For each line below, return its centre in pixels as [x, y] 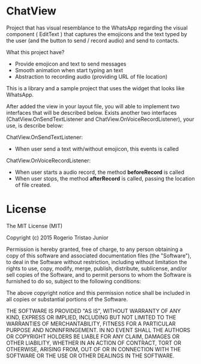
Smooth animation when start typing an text [69, 70]
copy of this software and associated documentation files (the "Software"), [99, 255]
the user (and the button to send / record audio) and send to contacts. [93, 40]
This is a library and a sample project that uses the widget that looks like [95, 88]
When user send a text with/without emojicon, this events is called [97, 149]
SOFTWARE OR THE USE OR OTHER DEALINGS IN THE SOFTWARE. [90, 356]
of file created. [33, 185]
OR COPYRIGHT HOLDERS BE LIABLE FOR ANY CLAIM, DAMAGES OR [93, 336]
